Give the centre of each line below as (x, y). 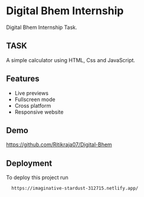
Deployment (29, 163)
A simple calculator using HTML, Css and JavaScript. (71, 60)
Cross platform (33, 105)
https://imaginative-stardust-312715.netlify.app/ (75, 188)
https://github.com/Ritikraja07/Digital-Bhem (59, 145)
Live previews (32, 93)
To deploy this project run (37, 177)
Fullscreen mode (35, 99)
